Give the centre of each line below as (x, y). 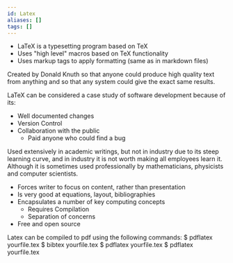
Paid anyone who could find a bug (77, 138)
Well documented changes (56, 116)
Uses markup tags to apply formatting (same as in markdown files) (113, 61)
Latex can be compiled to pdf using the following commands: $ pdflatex (110, 237)
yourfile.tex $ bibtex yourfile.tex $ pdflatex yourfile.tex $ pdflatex (100, 245)
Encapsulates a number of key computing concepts (91, 202)
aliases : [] (24, 20)
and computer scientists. (43, 173)
